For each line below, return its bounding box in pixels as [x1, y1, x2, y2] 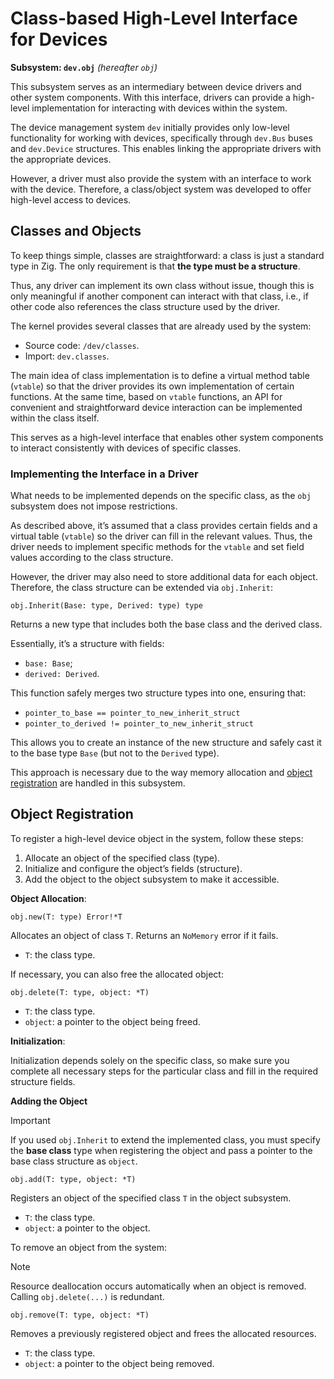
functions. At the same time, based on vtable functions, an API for [10, 390, 283, 402]
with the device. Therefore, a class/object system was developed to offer [10, 183, 312, 195]
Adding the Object [10, 1095, 88, 1107]
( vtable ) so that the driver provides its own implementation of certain [10, 380, 295, 392]
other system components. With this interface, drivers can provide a [10, 91, 291, 103]
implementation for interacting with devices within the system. [31, 102, 288, 114]
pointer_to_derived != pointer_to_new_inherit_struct [24, 719, 254, 729]
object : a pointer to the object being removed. [24, 1357, 215, 1369]
